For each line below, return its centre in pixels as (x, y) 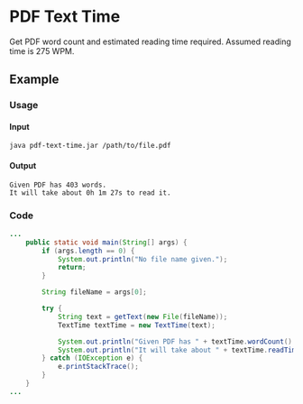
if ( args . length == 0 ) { (88, 251)
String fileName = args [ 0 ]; (94, 292)
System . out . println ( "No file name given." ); (142, 259)
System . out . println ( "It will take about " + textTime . (163, 350)
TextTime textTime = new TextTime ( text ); (137, 325)
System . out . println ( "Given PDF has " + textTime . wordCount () (175, 341)
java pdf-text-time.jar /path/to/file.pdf (90, 146)
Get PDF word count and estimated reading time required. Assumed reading (150, 41)
